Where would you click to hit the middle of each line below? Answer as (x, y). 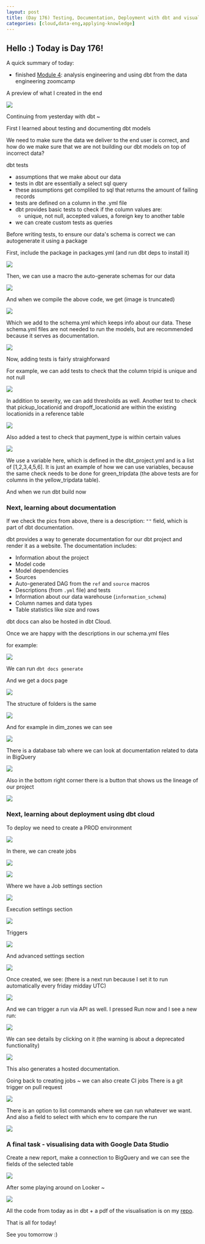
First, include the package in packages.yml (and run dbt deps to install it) (98, 253)
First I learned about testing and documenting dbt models (79, 129)
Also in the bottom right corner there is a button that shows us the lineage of (102, 781)
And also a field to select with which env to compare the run (82, 1117)
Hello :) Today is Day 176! (55, 48)
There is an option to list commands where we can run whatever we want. (99, 1110)
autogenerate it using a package (47, 241)
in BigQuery (21, 757)
